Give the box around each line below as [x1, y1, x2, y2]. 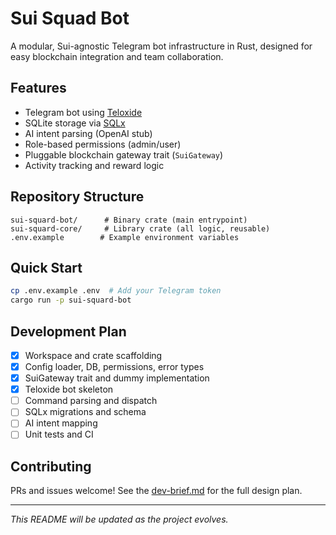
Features [10, 80, 67, 97]
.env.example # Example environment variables [10, 232, 240, 242]
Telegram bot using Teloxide [24, 106, 143, 118]
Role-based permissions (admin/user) [24, 138, 182, 150]
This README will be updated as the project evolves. [10, 513, 229, 526]
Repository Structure [10, 188, 145, 206]
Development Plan [10, 323, 127, 340]
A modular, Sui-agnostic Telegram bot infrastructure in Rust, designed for [10, 40, 313, 52]
